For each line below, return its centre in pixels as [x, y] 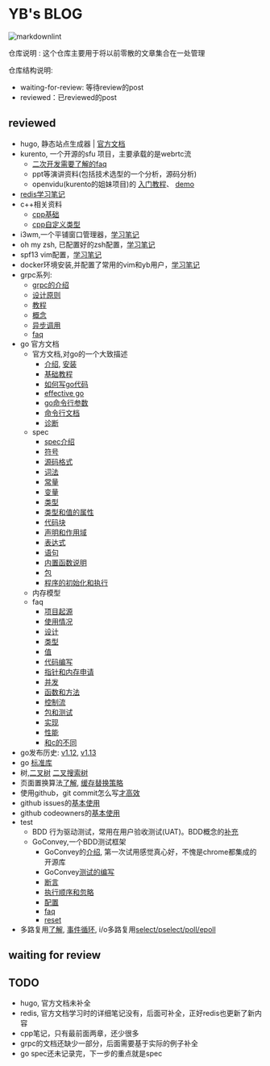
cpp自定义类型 [56, 224]
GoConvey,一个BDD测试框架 [79, 841]
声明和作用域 [65, 532]
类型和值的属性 [69, 512]
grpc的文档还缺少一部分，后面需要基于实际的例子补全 [109, 1043]
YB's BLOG [46, 14]
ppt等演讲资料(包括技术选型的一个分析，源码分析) [114, 173]
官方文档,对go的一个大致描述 [80, 354]
